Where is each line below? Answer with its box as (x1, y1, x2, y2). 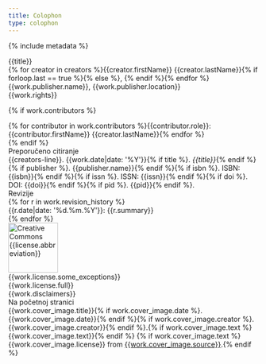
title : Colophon (8, 11, 62, 20)
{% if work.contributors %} (8, 105, 97, 115)
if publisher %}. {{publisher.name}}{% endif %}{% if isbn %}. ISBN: (19, 163, 241, 172)
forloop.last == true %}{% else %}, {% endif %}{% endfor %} (8, 73, 210, 83)
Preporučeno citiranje (8, 146, 79, 156)
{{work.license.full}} (8, 280, 74, 290)
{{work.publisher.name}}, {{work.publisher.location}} (8, 81, 181, 91)
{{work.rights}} (8, 90, 58, 99)
